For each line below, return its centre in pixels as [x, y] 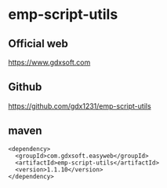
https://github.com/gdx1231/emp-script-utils [80, 106]
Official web [38, 44]
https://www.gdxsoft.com [49, 62]
